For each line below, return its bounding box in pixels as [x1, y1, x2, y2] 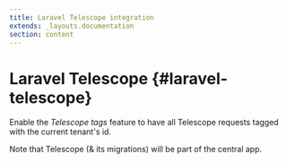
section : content [9, 30, 74, 39]
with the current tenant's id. [9, 126, 112, 137]
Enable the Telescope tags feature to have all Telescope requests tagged [9, 117, 280, 128]
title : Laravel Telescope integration [9, 13, 154, 22]
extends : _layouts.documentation [9, 21, 135, 30]
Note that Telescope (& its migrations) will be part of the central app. [9, 144, 263, 155]
